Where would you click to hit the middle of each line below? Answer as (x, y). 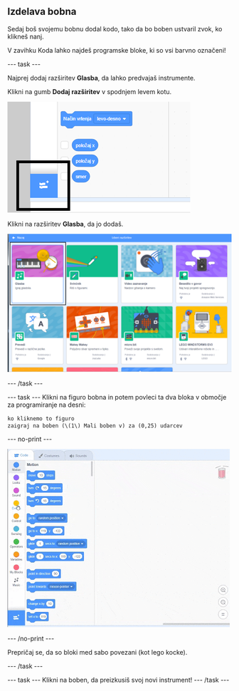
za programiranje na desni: (47, 405)
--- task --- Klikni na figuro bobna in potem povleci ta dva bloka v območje (117, 397)
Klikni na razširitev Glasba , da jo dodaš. (65, 224)
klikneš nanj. (26, 36)
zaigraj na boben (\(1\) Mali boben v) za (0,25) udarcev (95, 426)
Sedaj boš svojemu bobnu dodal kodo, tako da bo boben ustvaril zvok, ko (115, 28)
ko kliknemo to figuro (41, 419)
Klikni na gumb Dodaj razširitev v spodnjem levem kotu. (90, 91)
